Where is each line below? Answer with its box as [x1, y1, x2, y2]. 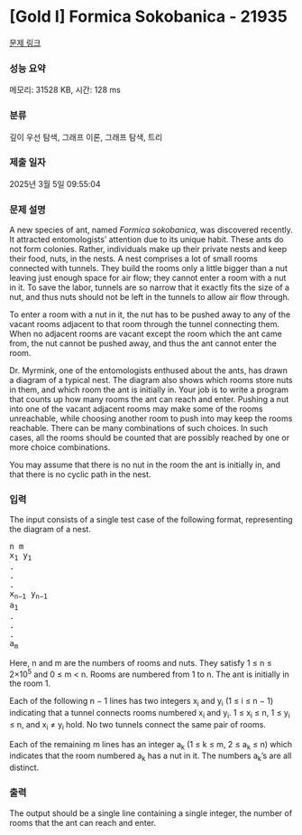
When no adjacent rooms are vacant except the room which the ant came [9, 328, 282, 340]
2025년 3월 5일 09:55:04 [9, 178, 101, 189]
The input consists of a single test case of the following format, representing [9, 514, 293, 525]
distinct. [9, 762, 40, 774]
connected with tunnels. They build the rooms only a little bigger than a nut [9, 263, 288, 274]
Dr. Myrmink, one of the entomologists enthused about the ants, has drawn [9, 365, 288, 376]
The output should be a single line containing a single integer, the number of [9, 807, 293, 819]
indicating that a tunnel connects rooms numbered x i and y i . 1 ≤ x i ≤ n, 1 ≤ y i [9, 708, 290, 720]
